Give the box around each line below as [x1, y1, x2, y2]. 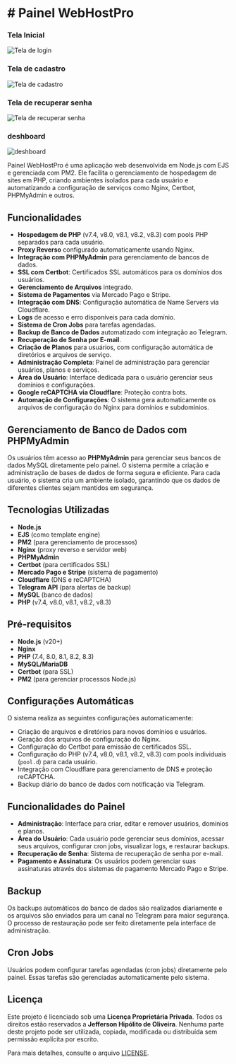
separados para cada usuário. [17, 238, 105, 247]
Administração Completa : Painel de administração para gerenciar [17, 358, 210, 367]
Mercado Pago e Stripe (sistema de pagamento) [17, 568, 159, 576]
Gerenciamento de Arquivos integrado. [17, 283, 134, 291]
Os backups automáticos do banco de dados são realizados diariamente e [7, 904, 223, 913]
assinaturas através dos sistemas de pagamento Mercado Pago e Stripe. [17, 865, 229, 873]
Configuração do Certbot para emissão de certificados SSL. [17, 742, 192, 751]
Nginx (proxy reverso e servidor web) [17, 545, 128, 554]
